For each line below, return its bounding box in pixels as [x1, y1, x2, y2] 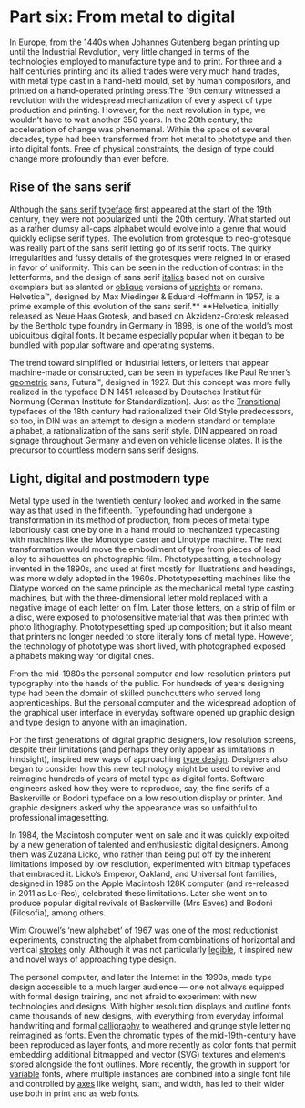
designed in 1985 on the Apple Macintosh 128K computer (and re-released [9, 878, 290, 889]
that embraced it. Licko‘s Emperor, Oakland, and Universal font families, [9, 868, 278, 879]
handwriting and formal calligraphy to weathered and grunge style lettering [9, 1019, 291, 1030]
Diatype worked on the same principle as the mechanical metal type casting [9, 582, 294, 593]
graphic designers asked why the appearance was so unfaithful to [9, 801, 258, 813]
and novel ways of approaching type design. [9, 954, 177, 965]
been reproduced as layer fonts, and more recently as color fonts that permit [9, 1039, 297, 1051]
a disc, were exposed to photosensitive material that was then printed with [9, 611, 289, 622]
